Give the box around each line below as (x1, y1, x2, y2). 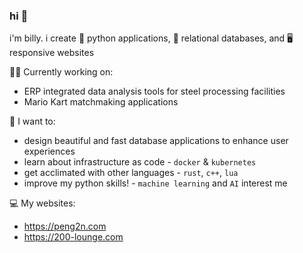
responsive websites (9, 47, 95, 59)
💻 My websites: (9, 197, 76, 209)
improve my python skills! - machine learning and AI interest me (23, 177, 288, 189)
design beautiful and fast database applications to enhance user (23, 135, 289, 147)
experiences (23, 145, 76, 158)
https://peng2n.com (23, 220, 107, 233)
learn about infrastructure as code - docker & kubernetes (23, 156, 257, 168)
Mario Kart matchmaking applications (23, 96, 179, 108)
